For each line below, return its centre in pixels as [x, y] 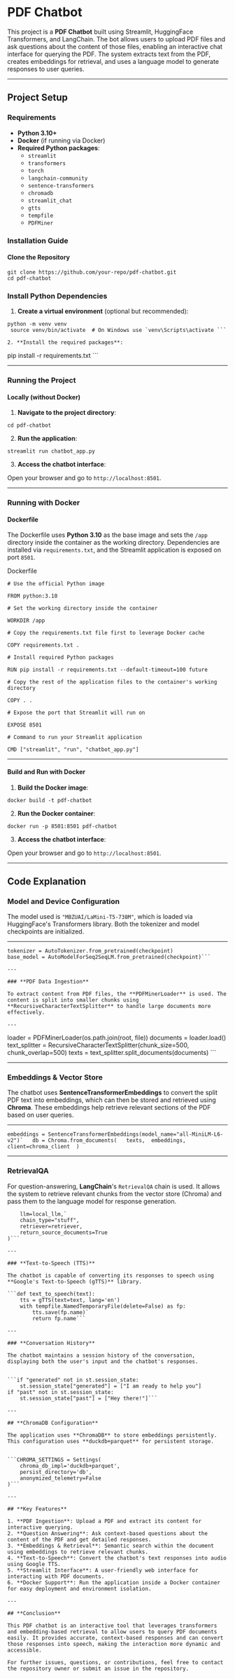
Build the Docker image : [53, 788]
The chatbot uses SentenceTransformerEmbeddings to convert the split [113, 1093]
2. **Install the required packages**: [65, 343]
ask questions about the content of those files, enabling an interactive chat [115, 46]
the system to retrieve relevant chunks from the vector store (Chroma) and [114, 1193]
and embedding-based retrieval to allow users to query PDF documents [112, 1632]
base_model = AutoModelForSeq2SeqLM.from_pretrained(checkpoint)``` [109, 957]
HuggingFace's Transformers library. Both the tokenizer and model [103, 924]
